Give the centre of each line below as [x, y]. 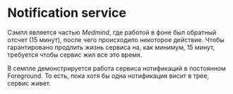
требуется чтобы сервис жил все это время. [75, 55]
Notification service [67, 13]
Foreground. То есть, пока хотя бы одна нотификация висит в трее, [108, 76]
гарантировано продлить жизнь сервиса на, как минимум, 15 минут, [111, 47]
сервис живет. [29, 83]
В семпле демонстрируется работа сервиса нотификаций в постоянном [116, 68]
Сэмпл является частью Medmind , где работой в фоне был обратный [112, 32]
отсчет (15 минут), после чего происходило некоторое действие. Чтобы [116, 39]
